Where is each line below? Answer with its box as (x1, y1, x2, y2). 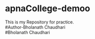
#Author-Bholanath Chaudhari (5, 24, 66, 30)
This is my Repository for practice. (5, 19, 74, 25)
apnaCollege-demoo (5, 3, 91, 14)
